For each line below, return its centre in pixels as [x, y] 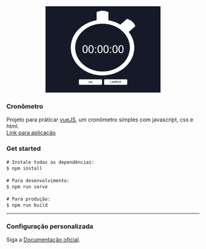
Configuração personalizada [50, 226]
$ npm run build [27, 205]
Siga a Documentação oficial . [44, 239]
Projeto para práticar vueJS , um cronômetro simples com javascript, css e [100, 120]
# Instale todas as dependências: [51, 162]
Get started [24, 148]
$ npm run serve [27, 186]
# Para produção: [29, 199]
